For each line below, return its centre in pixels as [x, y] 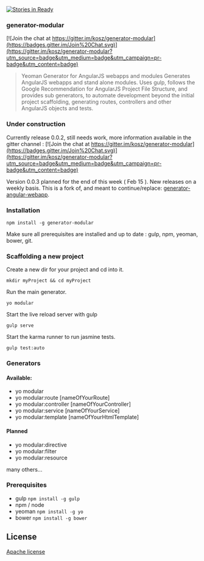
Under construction [36, 124]
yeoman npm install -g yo [49, 511]
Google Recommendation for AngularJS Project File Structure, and [104, 89]
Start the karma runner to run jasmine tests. [61, 337]
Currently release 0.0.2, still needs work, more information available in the [99, 138]
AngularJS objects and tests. [57, 108]
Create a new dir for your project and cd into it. [65, 270]
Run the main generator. [37, 292]
